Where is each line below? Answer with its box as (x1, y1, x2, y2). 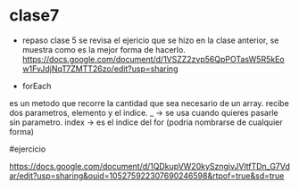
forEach (21, 80, 52, 91)
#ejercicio (9, 144, 46, 154)
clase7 (9, 5, 60, 26)
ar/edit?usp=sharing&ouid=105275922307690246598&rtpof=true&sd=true (9, 170, 285, 181)
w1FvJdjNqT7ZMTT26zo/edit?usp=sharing (21, 63, 179, 74)
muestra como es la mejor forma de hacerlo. (21, 44, 186, 54)
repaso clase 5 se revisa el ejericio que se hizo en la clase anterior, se (21, 35, 279, 45)
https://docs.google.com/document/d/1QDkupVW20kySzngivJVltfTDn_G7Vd (9, 161, 290, 171)
